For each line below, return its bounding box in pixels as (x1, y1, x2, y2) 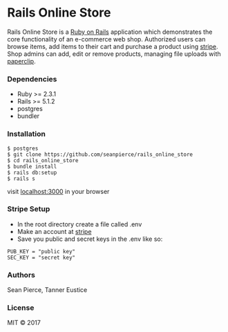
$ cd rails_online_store (7, 157, 79, 164)
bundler (17, 112, 40, 120)
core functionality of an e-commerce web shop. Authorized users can (7, 35, 206, 43)
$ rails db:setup (7, 169, 57, 176)
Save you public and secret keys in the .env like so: (17, 235, 163, 243)
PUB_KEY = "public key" (7, 248, 76, 255)
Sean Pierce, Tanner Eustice (7, 286, 88, 294)
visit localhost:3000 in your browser (7, 187, 110, 195)
